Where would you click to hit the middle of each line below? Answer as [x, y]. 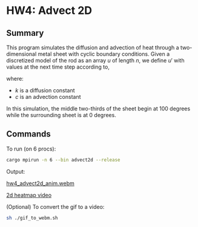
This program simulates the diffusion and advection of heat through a [93, 47]
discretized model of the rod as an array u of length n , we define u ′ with [95, 60]
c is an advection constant [48, 97]
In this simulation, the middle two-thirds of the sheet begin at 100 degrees [98, 109]
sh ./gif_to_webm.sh [32, 218]
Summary [25, 33]
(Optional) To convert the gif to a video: [55, 206]
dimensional [21, 54]
